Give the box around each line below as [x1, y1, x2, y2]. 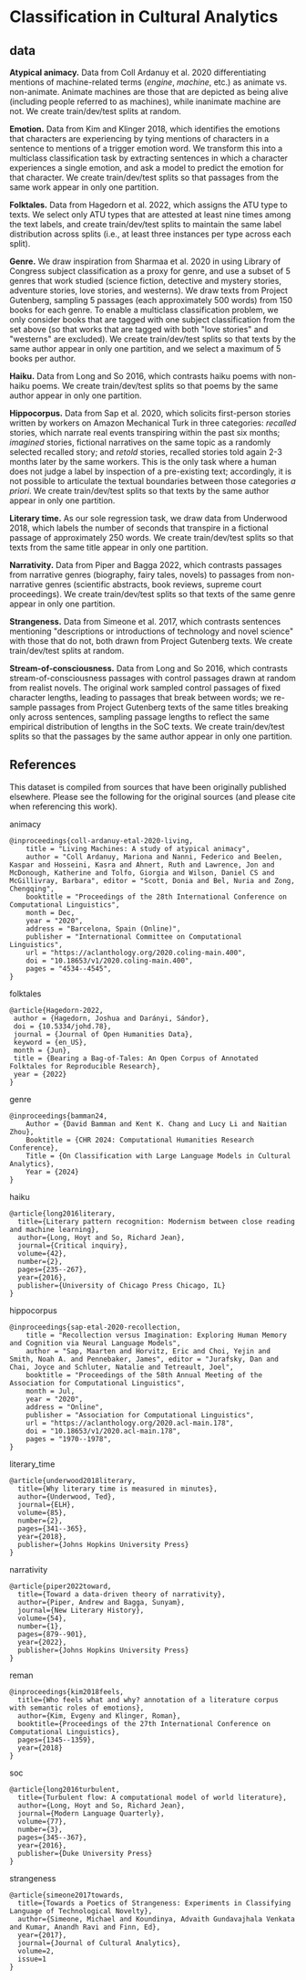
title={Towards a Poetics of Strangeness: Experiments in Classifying [17, 1898, 291, 1908]
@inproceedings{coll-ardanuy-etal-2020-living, [9, 836, 194, 846]
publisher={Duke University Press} [17, 1848, 153, 1858]
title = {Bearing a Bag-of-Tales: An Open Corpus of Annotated [13, 1053, 259, 1063]
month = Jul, [25, 1386, 76, 1395]
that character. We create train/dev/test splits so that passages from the [9, 172, 280, 183]
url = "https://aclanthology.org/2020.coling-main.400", [25, 948, 247, 957]
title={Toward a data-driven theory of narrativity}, [17, 1589, 226, 1599]
